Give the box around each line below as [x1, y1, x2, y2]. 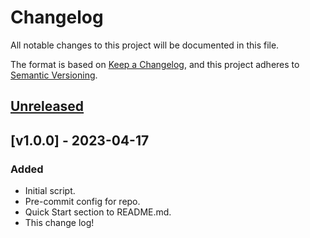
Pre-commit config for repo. [24, 196, 141, 208]
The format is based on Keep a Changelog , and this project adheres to [10, 58, 300, 70]
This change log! [24, 217, 95, 229]
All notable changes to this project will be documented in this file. [10, 39, 280, 51]
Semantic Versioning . [10, 69, 98, 81]
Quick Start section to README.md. [24, 206, 172, 218]
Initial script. [24, 185, 76, 197]
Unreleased [10, 98, 85, 115]
